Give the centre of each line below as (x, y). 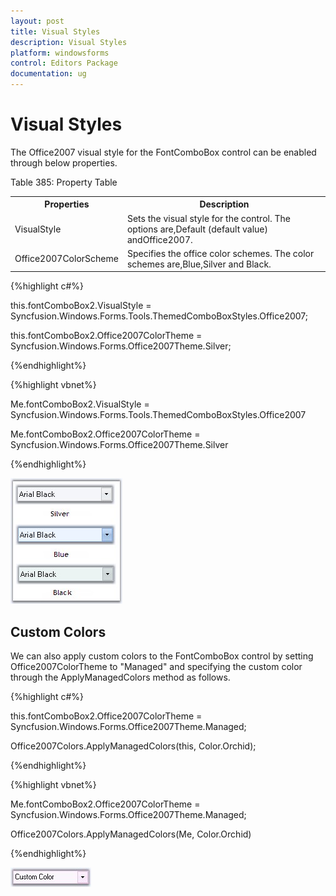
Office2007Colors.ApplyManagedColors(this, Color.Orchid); (133, 746)
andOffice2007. (159, 239)
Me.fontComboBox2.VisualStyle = (80, 404)
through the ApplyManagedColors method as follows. (120, 677)
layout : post (37, 21)
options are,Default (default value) (197, 229)
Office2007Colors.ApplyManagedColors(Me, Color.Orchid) (131, 834)
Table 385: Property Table (64, 182)
